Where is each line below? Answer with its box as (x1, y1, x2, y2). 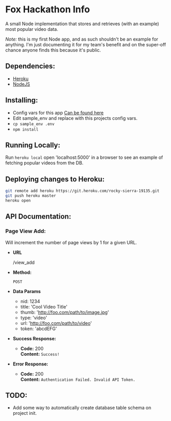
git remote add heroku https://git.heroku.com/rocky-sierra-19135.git (5, 189, 160, 194)
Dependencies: (5, 62, 55, 70)
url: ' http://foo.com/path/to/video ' (20, 320, 92, 326)
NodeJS (12, 81, 30, 87)
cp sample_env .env (12, 121, 55, 126)
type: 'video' (20, 315, 47, 321)
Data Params (12, 288, 41, 294)
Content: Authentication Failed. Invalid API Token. (20, 376, 136, 382)
